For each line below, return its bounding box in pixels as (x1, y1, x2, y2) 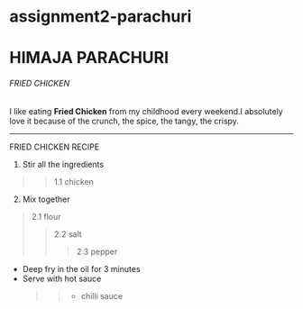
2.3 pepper (76, 246, 118, 257)
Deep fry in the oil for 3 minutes (22, 263, 142, 274)
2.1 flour (31, 211, 61, 222)
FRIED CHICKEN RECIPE (9, 141, 100, 152)
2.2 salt (53, 228, 83, 240)
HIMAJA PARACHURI (9, 48, 170, 68)
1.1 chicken (53, 176, 95, 186)
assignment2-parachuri (9, 6, 192, 27)
